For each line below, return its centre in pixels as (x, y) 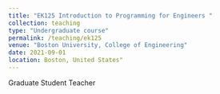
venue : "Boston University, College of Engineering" (98, 45)
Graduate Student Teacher (52, 82)
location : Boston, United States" (66, 61)
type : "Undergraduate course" (59, 30)
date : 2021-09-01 (37, 53)
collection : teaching (44, 23)
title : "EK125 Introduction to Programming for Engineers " (111, 16)
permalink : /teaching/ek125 (55, 38)
